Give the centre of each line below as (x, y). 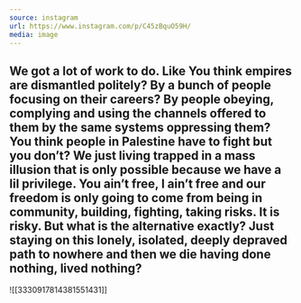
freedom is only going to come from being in (136, 198)
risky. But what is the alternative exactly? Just (142, 226)
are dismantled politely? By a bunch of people (141, 85)
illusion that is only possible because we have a (146, 169)
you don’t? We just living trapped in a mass (132, 156)
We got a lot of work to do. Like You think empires (151, 71)
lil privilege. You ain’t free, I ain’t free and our (137, 184)
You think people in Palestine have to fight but (141, 141)
